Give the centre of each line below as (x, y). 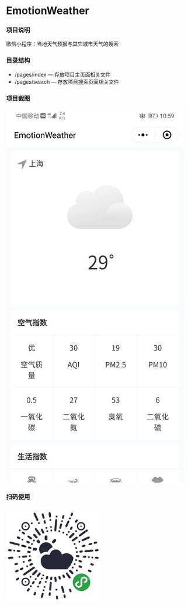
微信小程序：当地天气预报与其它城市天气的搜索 (62, 44)
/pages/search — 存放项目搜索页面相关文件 (67, 82)
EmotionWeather (48, 11)
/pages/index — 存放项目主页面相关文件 (62, 74)
